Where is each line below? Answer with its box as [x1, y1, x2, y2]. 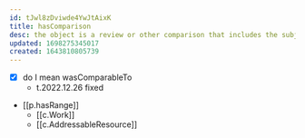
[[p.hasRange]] [22, 100, 80, 111]
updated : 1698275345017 [9, 38, 100, 48]
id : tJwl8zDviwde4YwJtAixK [9, 13, 112, 23]
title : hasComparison [9, 22, 92, 31]
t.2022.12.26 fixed [35, 83, 104, 94]
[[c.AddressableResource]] [35, 119, 138, 130]
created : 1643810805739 [9, 47, 100, 56]
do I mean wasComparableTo [22, 72, 133, 83]
